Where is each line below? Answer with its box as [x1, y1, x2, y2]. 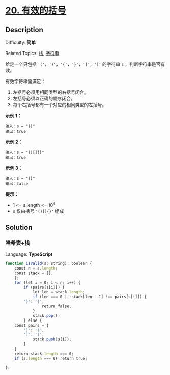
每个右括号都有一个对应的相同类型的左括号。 [12, 102, 107, 108]
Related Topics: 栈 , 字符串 [5, 50, 60, 56]
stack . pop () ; [32, 313, 60, 318]
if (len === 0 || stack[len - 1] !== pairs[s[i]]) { [32, 294, 147, 300]
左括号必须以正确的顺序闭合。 [12, 95, 75, 101]
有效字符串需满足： [5, 78, 46, 84]
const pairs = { [14, 323, 49, 328]
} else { [23, 318, 42, 323]
